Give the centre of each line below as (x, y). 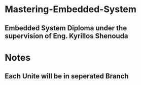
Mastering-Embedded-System (70, 9)
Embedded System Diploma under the (66, 28)
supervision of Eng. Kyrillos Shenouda (66, 36)
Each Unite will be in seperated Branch (67, 76)
